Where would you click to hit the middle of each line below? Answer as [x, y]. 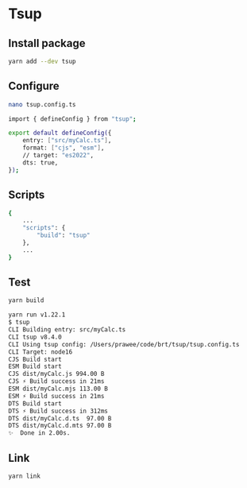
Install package [47, 43]
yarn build [26, 300]
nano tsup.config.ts [42, 104]
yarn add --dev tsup [42, 61]
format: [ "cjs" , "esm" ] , [64, 148]
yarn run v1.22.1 [37, 315]
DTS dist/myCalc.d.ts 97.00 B [60, 418]
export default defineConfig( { [60, 133]
